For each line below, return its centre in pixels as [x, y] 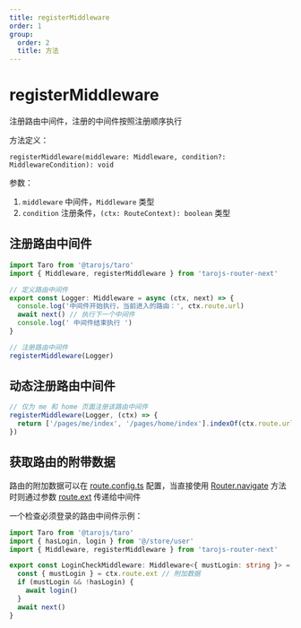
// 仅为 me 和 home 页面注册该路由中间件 [79, 407]
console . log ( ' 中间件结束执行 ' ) [75, 323]
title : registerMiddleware [60, 17]
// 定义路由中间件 [39, 289]
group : [21, 34]
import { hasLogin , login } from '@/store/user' [102, 541]
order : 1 [26, 26]
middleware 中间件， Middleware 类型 [88, 202]
